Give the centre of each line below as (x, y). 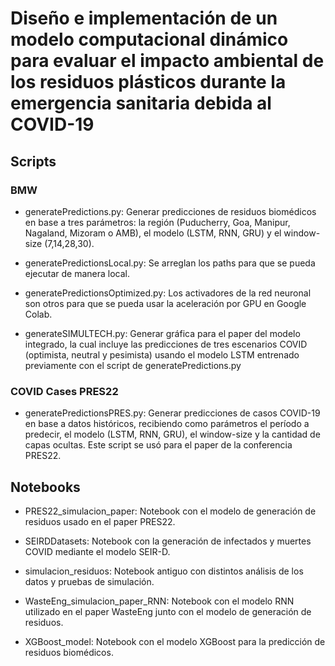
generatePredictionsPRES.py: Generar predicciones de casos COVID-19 (172, 413)
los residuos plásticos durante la (148, 82)
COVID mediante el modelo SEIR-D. (97, 551)
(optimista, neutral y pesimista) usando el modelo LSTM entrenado (162, 354)
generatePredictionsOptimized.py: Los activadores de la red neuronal (168, 293)
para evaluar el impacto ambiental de (167, 61)
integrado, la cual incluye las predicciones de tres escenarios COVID (166, 344)
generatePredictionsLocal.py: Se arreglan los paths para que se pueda (170, 263)
